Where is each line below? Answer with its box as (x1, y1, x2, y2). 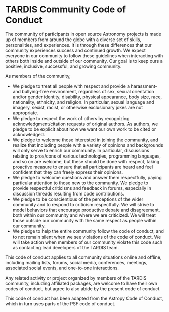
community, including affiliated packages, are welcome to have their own (5, 280, 158, 286)
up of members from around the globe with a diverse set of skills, (5, 36, 142, 43)
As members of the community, (5, 73, 71, 79)
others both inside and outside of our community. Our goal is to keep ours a (5, 58, 163, 64)
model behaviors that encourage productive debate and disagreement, (12, 207, 160, 213)
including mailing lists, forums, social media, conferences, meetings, (5, 259, 148, 265)
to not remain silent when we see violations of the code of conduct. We (12, 233, 161, 240)
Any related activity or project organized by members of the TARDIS (5, 275, 147, 281)
